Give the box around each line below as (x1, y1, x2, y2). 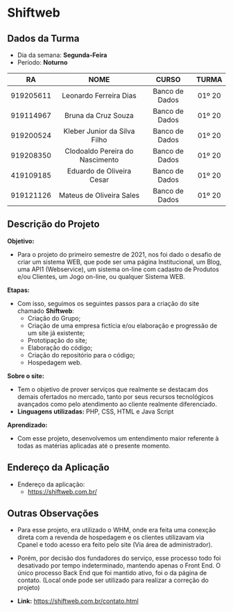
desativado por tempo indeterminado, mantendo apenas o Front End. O (17, 561, 221, 570)
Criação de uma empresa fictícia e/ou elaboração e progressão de (27, 321, 218, 330)
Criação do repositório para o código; (27, 350, 135, 359)
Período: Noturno (17, 58, 68, 67)
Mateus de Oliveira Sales (58, 191, 140, 200)
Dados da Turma (7, 33, 80, 44)
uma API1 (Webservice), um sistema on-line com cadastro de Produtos (17, 265, 220, 273)
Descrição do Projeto (7, 219, 100, 230)
